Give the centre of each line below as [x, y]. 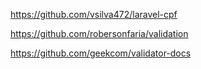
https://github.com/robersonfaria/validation [99, 33]
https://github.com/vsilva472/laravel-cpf [94, 14]
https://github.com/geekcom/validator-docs [101, 53]
